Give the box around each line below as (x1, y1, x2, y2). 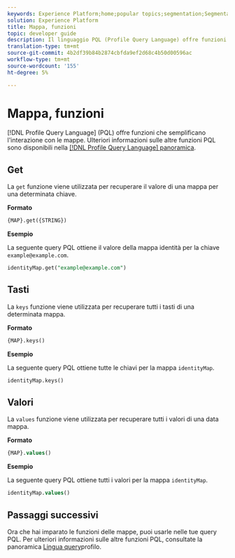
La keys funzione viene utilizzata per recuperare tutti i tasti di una (7, 303, 194, 311)
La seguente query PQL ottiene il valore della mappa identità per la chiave (7, 244, 220, 252)
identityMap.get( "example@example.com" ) (7, 265, 127, 272)
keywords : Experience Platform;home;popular (7, 10, 139, 18)
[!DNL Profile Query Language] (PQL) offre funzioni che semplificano (7, 128, 206, 137)
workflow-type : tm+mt (7, 56, 71, 63)
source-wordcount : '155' (7, 62, 80, 69)
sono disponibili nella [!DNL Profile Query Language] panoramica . (7, 143, 197, 152)
